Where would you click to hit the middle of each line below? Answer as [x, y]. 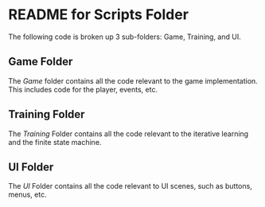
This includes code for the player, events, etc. [83, 89]
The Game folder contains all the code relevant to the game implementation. [133, 80]
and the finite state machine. [55, 142]
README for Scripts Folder [99, 15]
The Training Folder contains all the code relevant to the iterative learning [129, 134]
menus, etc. [27, 195]
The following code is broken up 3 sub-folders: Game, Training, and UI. [125, 37]
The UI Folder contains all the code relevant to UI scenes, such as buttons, [130, 186]
